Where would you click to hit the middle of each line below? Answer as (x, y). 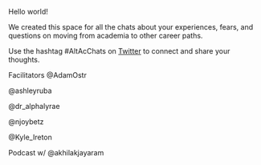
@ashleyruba (30, 91)
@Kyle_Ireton (30, 137)
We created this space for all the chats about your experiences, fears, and (131, 27)
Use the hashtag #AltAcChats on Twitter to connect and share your (119, 51)
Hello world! (28, 12)
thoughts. (24, 60)
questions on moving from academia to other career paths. (106, 36)
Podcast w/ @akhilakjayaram (56, 153)
